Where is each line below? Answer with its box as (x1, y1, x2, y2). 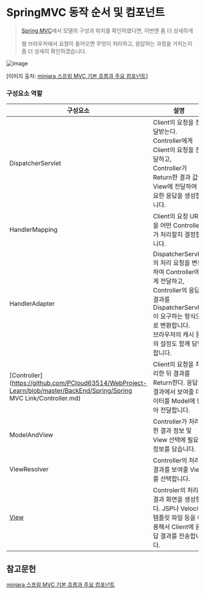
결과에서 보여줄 (153, 388, 194, 396)
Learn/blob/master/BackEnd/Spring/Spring (9, 386, 132, 395)
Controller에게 (153, 137, 193, 145)
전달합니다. (160, 406, 190, 415)
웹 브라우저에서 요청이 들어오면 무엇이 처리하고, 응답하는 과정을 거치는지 (21, 40, 193, 47)
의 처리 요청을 (153, 259, 190, 267)
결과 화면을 (153, 495, 183, 504)
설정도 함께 (160, 339, 190, 348)
